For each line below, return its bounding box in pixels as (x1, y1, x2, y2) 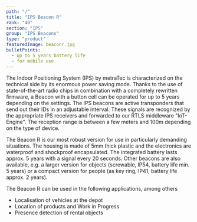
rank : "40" (6, 19, 33, 25)
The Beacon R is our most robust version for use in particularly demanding (6, 136, 188, 143)
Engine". (6, 118, 27, 125)
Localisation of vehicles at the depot (14, 196, 103, 204)
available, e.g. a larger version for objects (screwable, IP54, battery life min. (6, 161, 190, 168)
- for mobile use (11, 58, 54, 64)
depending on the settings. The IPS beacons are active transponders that (6, 99, 184, 106)
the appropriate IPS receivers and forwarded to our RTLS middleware (6, 112, 174, 119)
